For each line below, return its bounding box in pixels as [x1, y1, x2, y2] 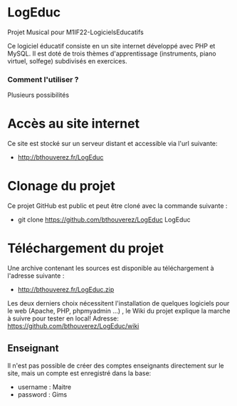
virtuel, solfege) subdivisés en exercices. [7, 56, 127, 65]
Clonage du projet [7, 178, 115, 194]
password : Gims [17, 390, 68, 399]
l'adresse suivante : [7, 271, 65, 280]
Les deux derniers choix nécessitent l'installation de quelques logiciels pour [7, 299, 230, 308]
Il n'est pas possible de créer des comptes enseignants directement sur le [7, 361, 224, 370]
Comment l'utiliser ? [7, 74, 79, 84]
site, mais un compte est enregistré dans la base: [7, 368, 152, 378]
